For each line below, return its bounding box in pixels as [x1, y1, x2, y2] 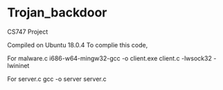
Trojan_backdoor [7, 5, 107, 21]
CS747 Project [7, 27, 48, 36]
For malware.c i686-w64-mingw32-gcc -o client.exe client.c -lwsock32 [7, 54, 213, 63]
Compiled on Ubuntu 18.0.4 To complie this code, [7, 41, 148, 49]
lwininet [7, 61, 30, 69]
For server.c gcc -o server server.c [7, 74, 107, 83]
